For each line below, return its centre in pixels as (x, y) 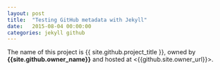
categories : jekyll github (46, 33)
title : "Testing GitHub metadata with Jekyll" (77, 20)
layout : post (26, 13)
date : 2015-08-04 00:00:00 (49, 26)
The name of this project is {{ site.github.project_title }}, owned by (101, 52)
